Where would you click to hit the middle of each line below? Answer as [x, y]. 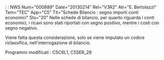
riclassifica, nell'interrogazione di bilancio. [48, 43]
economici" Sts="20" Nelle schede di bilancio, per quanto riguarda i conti [80, 17]
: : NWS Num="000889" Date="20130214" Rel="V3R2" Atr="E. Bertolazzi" [81, 7]
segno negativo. [21, 28]
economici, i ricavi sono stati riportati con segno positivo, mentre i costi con [82, 23]
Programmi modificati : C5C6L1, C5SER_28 [48, 52]
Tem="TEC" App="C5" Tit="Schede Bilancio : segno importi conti [72, 12]
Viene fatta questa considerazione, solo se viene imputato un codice [75, 37]
